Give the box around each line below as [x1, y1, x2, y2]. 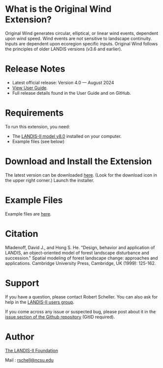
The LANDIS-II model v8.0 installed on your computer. [12, 133, 122, 139]
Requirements [5, 108, 64, 119]
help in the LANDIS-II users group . [5, 299, 75, 305]
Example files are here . [5, 211, 52, 217]
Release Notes [5, 63, 65, 74]
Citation [5, 228, 38, 239]
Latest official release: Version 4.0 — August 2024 [12, 79, 114, 85]
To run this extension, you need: [5, 123, 70, 129]
